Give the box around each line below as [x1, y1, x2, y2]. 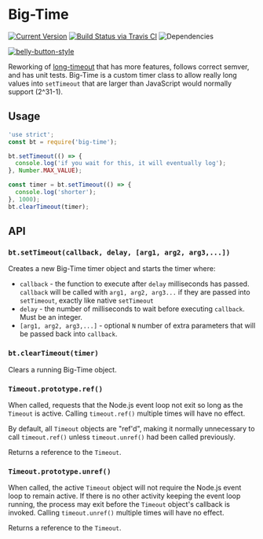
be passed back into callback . [19, 329, 118, 339]
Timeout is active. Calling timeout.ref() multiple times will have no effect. [8, 409, 246, 418]
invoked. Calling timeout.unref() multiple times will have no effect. [8, 508, 225, 518]
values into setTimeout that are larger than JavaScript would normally [8, 79, 232, 88]
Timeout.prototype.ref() [8, 384, 104, 394]
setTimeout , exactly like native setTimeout [19, 296, 155, 306]
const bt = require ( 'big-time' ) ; [8, 137, 118, 146]
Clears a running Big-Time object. [8, 365, 117, 374]
